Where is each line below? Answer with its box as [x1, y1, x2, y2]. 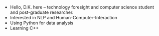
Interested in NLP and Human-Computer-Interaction [10, 15, 118, 20]
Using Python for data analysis [10, 20, 74, 26]
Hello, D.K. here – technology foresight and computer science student [10, 4, 154, 10]
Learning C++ [10, 25, 39, 31]
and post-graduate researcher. [10, 9, 74, 15]
